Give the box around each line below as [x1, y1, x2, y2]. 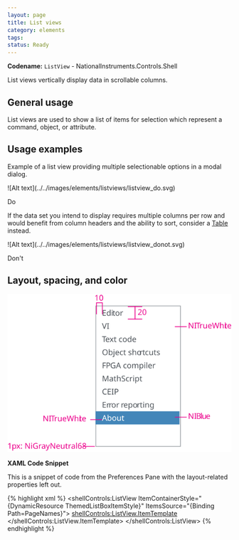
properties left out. [7, 480, 62, 489]
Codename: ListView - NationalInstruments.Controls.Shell [7, 62, 178, 70]
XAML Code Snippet [7, 459, 69, 467]
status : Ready [7, 41, 50, 49]
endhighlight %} [7, 524, 55, 533]
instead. [7, 226, 31, 235]
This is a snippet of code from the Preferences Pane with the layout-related [7, 472, 228, 481]
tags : [7, 34, 23, 41]
